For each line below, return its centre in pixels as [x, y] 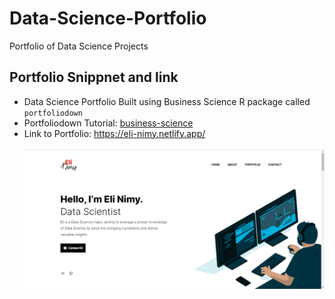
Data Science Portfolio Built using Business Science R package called [167, 101]
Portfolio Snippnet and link [94, 77]
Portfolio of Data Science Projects [79, 46]
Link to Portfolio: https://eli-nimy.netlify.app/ [114, 133]
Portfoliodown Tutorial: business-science [108, 123]
